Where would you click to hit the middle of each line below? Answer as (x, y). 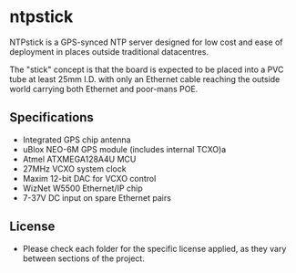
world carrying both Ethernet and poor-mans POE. (104, 89)
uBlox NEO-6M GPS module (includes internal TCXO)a (124, 149)
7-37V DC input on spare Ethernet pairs (97, 197)
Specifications (51, 117)
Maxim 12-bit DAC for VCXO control (89, 178)
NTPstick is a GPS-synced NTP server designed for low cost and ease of (147, 42)
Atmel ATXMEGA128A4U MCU (79, 159)
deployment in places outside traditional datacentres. (109, 51)
